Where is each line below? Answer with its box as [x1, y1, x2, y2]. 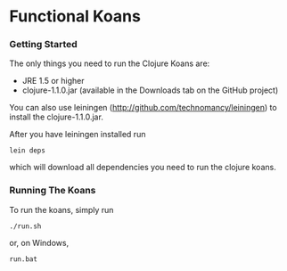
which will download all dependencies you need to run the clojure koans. [9, 162, 276, 173]
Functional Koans [9, 6, 141, 27]
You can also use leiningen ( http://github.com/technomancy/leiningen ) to [9, 103, 278, 113]
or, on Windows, [9, 237, 70, 248]
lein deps [9, 146, 46, 155]
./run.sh [9, 221, 42, 231]
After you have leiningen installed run [9, 129, 146, 140]
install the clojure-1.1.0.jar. [9, 111, 104, 122]
